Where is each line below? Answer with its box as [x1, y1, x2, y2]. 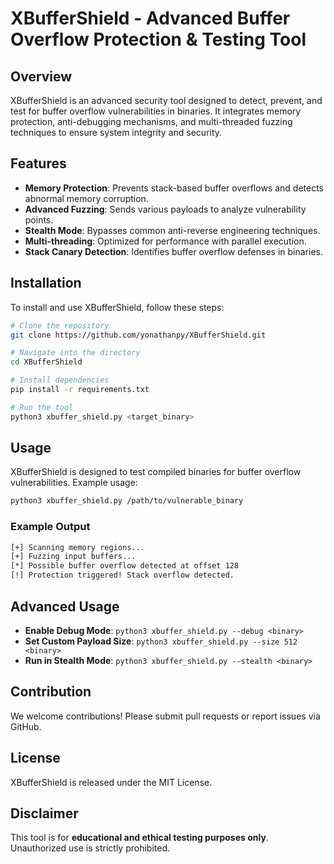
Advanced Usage [10, 598, 120, 615]
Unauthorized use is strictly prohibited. [10, 842, 171, 854]
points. [24, 213, 54, 226]
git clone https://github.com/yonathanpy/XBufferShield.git [10, 330, 267, 340]
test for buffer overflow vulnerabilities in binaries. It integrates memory [10, 105, 302, 117]
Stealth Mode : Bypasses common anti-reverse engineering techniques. [24, 224, 321, 236]
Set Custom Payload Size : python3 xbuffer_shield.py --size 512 [24, 635, 298, 647]
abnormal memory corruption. [24, 192, 149, 204]
